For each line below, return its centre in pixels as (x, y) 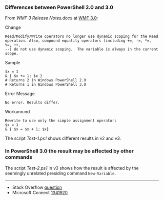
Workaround (18, 112)
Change (13, 27)
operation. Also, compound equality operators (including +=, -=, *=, (78, 41)
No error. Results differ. (32, 103)
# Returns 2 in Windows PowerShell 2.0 (46, 80)
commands (19, 157)
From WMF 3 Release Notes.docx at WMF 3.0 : (52, 18)
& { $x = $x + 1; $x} (27, 129)
